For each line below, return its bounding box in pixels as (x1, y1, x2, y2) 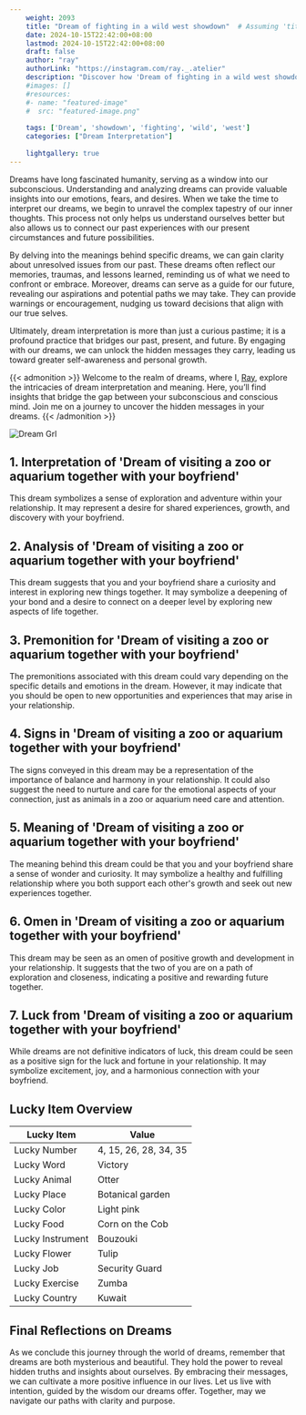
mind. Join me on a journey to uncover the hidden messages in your (9, 401, 265, 412)
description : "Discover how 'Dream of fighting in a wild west (25, 73, 271, 82)
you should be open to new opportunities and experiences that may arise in (9, 690, 293, 701)
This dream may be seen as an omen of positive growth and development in (9, 952, 294, 963)
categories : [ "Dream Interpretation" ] (25, 132, 173, 141)
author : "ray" (25, 56, 79, 65)
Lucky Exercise (14, 1277, 79, 1289)
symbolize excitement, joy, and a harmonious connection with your (9, 1065, 260, 1076)
